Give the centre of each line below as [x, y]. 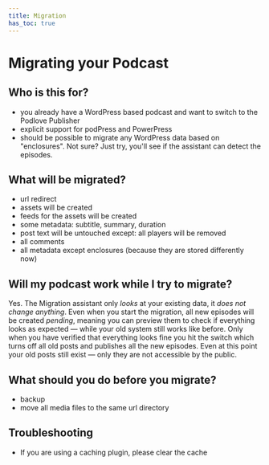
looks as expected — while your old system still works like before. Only [126, 329]
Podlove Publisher [50, 120]
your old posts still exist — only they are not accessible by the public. [122, 355]
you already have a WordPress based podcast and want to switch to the [139, 112]
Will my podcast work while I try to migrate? [120, 284]
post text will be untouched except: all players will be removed [123, 233]
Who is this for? [49, 93]
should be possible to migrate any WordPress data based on [120, 137]
